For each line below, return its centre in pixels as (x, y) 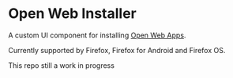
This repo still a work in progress (61, 65)
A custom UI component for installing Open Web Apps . (97, 35)
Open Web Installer (72, 14)
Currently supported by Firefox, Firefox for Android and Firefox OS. (117, 50)
